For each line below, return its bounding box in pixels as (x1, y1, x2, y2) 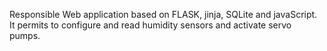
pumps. (9, 30, 41, 41)
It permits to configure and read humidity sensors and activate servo (9, 19, 292, 31)
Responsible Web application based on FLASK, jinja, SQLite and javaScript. (9, 9, 318, 20)
